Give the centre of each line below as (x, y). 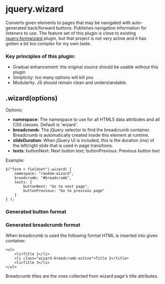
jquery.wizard (35, 9)
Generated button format (36, 211)
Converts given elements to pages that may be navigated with (68, 23)
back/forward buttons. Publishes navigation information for (87, 28)
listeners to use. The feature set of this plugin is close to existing (71, 33)
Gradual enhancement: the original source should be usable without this (85, 67)
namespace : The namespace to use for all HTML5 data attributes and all (86, 119)
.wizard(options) (32, 98)
